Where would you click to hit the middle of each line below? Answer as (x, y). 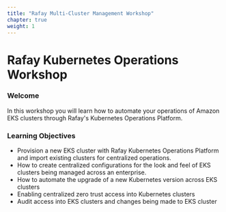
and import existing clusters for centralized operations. (94, 158)
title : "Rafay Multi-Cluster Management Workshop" (81, 13)
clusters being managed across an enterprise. (82, 172)
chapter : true (27, 20)
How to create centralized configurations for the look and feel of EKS (114, 165)
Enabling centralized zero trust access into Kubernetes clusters (106, 194)
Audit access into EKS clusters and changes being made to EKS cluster (117, 202)
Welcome (23, 96)
